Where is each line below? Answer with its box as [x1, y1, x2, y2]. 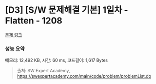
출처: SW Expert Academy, [17, 68, 70, 74]
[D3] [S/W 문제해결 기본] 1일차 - [5, 4, 128, 16]
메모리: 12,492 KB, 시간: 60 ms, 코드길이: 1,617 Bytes [5, 57, 108, 63]
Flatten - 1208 [5, 15, 62, 26]
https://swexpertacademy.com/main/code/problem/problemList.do [17, 73, 152, 79]
